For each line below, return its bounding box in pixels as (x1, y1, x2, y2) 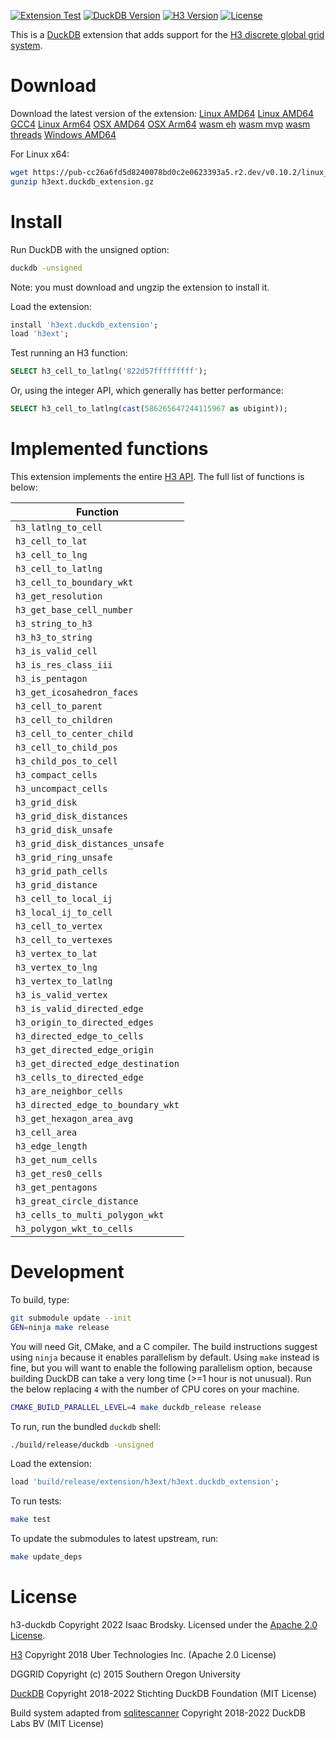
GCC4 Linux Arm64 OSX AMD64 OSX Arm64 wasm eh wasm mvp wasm (10, 118, 311, 130)
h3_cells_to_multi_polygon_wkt (15, 1209, 165, 1220)
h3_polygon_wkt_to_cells (15, 1223, 134, 1234)
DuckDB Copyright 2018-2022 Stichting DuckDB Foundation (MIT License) (10, 1687, 317, 1699)
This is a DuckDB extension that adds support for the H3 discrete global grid (10, 29, 325, 40)
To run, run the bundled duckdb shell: (10, 1420, 162, 1432)
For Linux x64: (10, 148, 70, 160)
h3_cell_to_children (15, 714, 113, 725)
